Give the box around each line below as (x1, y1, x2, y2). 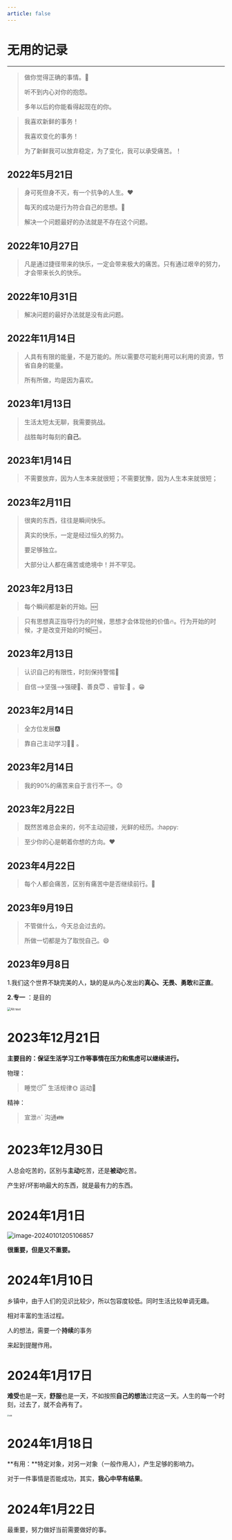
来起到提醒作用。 (7, 1340, 56, 1349)
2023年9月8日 (7, 959, 70, 970)
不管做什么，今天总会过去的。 (23, 921, 109, 929)
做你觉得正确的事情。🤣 (23, 73, 89, 81)
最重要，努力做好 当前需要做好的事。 (7, 1525, 110, 1534)
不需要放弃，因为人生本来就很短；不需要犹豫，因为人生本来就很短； (23, 474, 218, 482)
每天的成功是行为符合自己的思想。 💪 (23, 203, 126, 211)
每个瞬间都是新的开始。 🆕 (23, 602, 98, 611)
